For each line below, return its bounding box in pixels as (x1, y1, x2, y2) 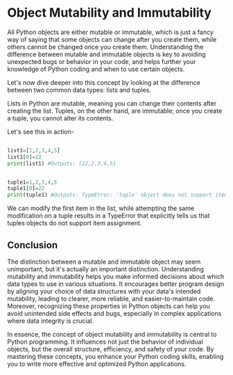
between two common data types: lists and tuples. (7, 86, 151, 94)
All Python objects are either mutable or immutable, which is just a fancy (7, 28, 214, 36)
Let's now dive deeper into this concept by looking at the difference (7, 78, 201, 86)
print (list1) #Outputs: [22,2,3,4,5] (7, 160, 116, 167)
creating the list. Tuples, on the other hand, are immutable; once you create (7, 106, 223, 115)
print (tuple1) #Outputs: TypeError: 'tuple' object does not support (7, 191, 213, 199)
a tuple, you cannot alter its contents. (7, 113, 114, 122)
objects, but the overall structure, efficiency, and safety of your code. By (7, 345, 214, 353)
